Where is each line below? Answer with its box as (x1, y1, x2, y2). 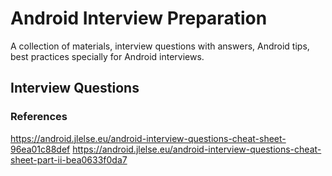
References (10, 110, 68, 124)
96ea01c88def (10, 143, 71, 155)
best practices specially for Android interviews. (10, 50, 205, 62)
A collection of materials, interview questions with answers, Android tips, (10, 40, 310, 52)
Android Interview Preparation (10, 7, 268, 30)
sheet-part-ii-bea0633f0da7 (10, 153, 128, 166)
